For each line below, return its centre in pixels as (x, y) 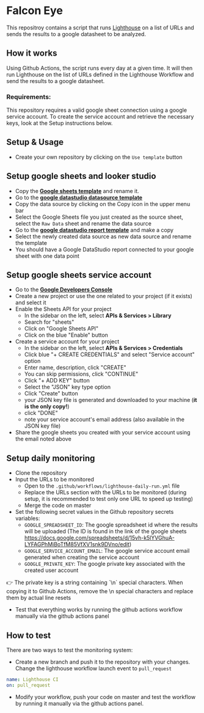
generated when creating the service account (82, 557)
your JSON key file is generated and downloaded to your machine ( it (111, 400)
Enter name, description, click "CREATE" (75, 368)
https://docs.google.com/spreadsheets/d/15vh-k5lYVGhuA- (100, 538)
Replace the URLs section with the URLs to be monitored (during (105, 492)
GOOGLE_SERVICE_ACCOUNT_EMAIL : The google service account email (107, 551)
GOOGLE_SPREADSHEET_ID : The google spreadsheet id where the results (111, 525)
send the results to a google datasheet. (56, 81)
